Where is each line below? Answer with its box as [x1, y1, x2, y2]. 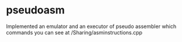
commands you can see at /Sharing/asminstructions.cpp [6, 29, 143, 36]
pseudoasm [6, 3, 66, 17]
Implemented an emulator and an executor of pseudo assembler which [6, 23, 177, 30]
